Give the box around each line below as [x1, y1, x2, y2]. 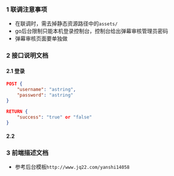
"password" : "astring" [17, 92, 74, 98]
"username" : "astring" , [17, 87, 77, 93]
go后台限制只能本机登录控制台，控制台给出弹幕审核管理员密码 [14, 28, 169, 35]
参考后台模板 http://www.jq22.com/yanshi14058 [14, 163, 130, 171]
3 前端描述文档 [6, 148, 49, 157]
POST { [6, 81, 23, 87]
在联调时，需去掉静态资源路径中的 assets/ [14, 20, 118, 28]
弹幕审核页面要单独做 [14, 35, 68, 43]
